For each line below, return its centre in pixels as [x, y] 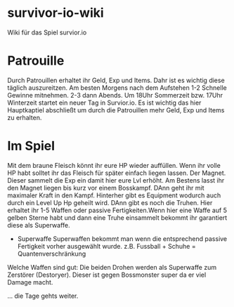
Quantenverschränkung [52, 254]
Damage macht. [30, 282]
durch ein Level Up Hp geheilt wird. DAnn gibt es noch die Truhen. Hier [110, 202]
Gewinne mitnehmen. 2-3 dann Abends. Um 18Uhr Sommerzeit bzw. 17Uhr [115, 95]
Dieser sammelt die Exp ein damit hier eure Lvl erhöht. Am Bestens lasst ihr [116, 180]
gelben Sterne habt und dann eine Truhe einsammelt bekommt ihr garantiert [117, 217]
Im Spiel [31, 146]
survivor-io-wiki [56, 13]
